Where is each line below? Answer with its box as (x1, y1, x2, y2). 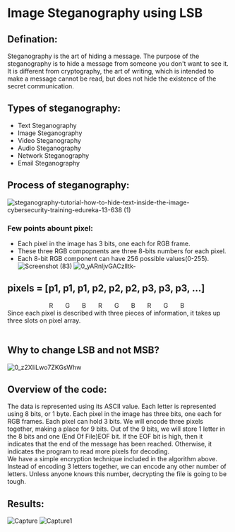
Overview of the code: (7, 383, 107, 395)
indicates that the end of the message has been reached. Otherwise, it (7, 440, 212, 449)
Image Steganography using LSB (7, 5, 203, 21)
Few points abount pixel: (7, 223, 93, 233)
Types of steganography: (7, 103, 121, 115)
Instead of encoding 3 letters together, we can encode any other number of (7, 462, 227, 471)
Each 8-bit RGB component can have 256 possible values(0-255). (17, 254, 210, 262)
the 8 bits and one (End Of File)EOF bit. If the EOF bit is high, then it (7, 432, 203, 441)
